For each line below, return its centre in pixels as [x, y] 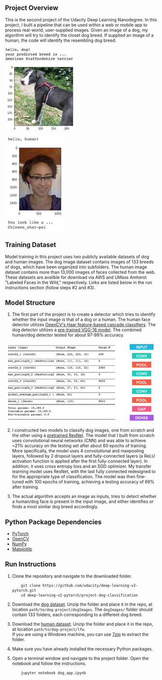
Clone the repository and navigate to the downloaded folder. [72, 576]
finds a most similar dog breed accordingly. [55, 507]
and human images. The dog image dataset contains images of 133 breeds [79, 262]
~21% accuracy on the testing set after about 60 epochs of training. [80, 446]
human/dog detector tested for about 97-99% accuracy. [68, 335]
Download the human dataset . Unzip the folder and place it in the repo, [82, 624]
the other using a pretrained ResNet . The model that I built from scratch [83, 435]
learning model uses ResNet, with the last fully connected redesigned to [84, 472]
